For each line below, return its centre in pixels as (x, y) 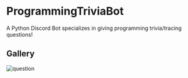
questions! (20, 34)
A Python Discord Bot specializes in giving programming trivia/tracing (94, 28)
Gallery (21, 54)
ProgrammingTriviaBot (65, 11)
